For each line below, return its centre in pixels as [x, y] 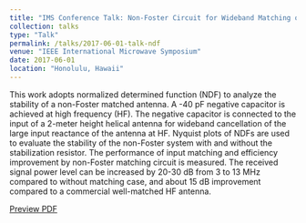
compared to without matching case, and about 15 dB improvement [135, 181]
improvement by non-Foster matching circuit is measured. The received [144, 162]
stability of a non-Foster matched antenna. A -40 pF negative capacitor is [147, 104]
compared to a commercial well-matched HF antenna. [111, 191]
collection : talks [44, 26]
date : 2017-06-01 [42, 60]
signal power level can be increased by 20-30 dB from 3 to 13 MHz [135, 172]
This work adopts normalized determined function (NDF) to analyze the [143, 94]
